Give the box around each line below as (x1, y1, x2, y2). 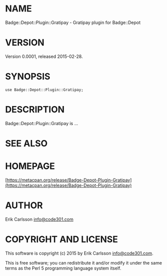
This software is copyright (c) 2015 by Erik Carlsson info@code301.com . (5, 250, 154, 256)
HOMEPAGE (5, 160, 55, 172)
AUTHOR (5, 200, 43, 211)
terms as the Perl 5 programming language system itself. (5, 265, 121, 271)
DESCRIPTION (5, 104, 65, 115)
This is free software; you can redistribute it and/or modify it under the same (5, 260, 162, 266)
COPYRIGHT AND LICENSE (5, 234, 118, 245)
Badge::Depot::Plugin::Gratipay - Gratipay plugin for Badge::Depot (5, 19, 141, 25)
